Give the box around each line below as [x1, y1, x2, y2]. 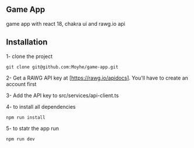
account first [6, 80, 37, 87]
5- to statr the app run [6, 125, 59, 132]
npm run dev [6, 136, 35, 142]
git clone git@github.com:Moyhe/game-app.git [6, 64, 118, 70]
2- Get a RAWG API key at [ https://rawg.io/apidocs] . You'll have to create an [6, 74, 188, 81]
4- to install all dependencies [6, 103, 76, 110]
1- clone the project [6, 53, 53, 60]
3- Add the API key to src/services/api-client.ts [6, 92, 119, 99]
